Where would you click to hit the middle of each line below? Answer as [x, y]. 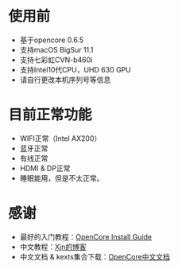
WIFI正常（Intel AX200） [60, 138]
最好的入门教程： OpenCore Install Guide [86, 236]
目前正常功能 [50, 115]
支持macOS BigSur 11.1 [56, 49]
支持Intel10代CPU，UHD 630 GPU [75, 69]
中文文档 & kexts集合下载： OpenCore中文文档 [95, 256]
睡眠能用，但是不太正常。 [62, 178]
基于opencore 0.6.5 [52, 40]
